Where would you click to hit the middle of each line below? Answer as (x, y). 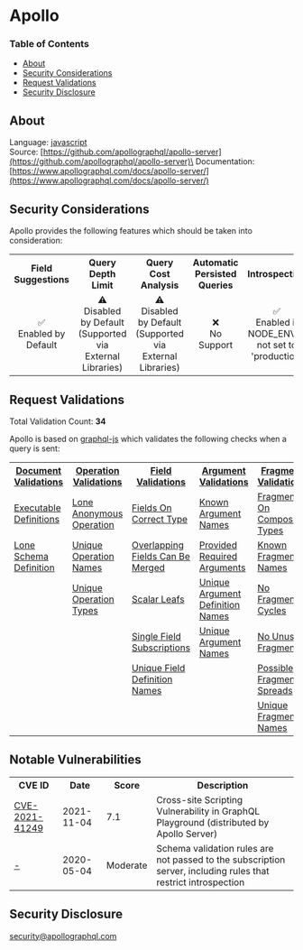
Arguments (222, 567)
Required (218, 556)
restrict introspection (201, 882)
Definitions (37, 519)
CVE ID (34, 785)
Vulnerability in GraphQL (208, 811)
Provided (218, 545)
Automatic (216, 263)
